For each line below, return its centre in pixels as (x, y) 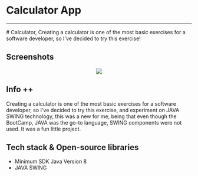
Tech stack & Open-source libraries (72, 147)
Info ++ (20, 89)
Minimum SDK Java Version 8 (51, 162)
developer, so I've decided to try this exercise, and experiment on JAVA (93, 110)
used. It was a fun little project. (44, 129)
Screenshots (30, 57)
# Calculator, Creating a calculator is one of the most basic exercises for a (96, 32)
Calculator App (44, 10)
